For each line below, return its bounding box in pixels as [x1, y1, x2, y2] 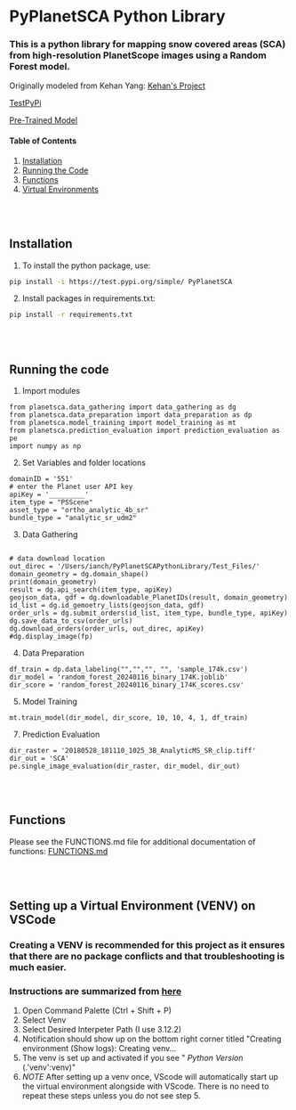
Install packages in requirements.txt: [21, 293, 156, 304]
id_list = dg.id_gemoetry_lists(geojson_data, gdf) [9, 601, 204, 610]
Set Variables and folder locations [21, 457, 147, 469]
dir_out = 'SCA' [9, 755, 69, 763]
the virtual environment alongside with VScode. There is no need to [21, 1081, 269, 1092]
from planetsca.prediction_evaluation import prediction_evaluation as [9, 426, 280, 436]
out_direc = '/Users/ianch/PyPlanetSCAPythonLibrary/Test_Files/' [9, 562, 260, 571]
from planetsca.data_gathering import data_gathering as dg [9, 403, 237, 412]
